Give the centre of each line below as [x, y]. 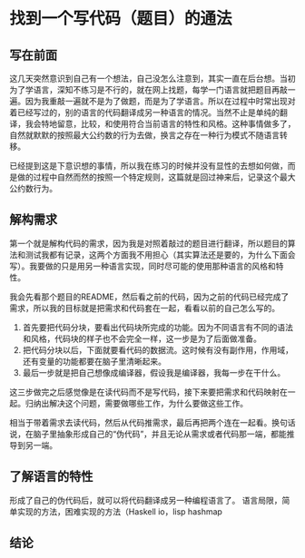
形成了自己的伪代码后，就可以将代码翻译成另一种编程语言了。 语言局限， [146, 500]
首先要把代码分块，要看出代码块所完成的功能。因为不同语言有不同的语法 [157, 327]
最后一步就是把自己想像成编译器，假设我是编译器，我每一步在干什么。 [154, 372]
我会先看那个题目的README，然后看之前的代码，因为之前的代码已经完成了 [149, 297]
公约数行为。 [33, 188]
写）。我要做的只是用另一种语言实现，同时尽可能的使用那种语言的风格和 [143, 266]
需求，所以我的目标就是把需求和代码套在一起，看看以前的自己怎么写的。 [144, 308]
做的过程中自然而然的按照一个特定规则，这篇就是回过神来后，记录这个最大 [156, 177]
